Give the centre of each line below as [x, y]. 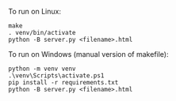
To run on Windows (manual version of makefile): [88, 54]
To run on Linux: [35, 11]
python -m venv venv [42, 69]
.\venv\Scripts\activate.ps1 [56, 76]
